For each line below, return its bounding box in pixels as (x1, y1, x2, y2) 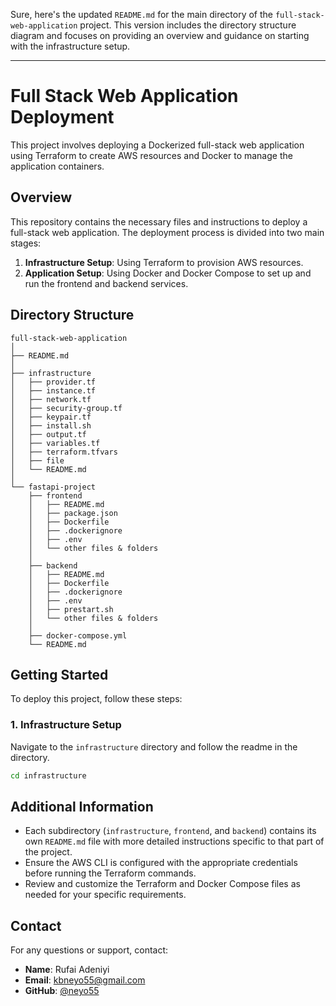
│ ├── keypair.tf (10, 412, 92, 422)
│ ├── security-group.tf (10, 403, 123, 413)
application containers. (10, 160, 105, 172)
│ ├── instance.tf (10, 385, 97, 396)
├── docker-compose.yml (28, 630, 128, 641)
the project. (24, 846, 73, 858)
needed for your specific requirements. (24, 889, 187, 901)
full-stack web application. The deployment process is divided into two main (10, 226, 325, 238)
